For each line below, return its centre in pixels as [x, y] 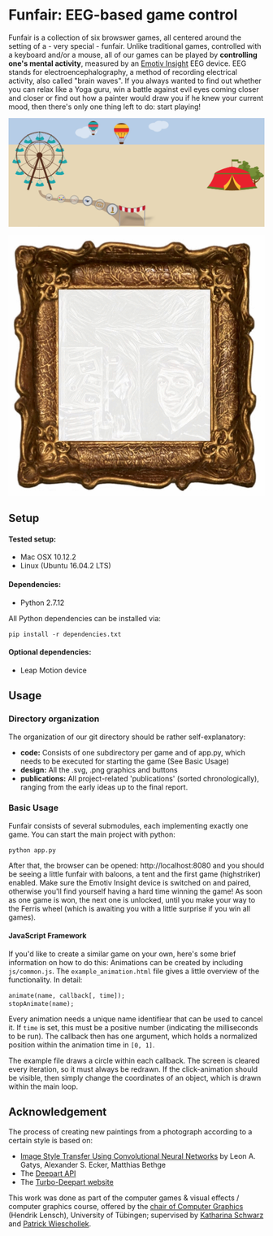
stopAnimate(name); [41, 1004]
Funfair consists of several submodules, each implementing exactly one [128, 825]
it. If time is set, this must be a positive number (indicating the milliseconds [133, 1028]
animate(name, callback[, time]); [67, 996]
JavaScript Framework [48, 936]
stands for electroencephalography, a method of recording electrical [123, 72]
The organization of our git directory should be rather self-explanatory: [127, 737]
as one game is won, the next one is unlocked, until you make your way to [132, 899]
